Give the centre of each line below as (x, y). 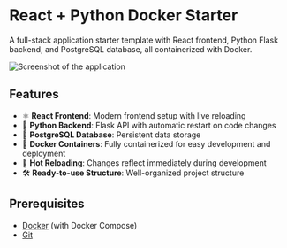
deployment (44, 153)
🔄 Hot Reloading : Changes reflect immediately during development (144, 163)
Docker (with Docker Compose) (79, 225)
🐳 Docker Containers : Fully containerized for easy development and (146, 143)
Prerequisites (47, 204)
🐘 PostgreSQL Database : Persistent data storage (111, 135)
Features (34, 94)
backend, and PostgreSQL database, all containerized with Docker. (131, 49)
